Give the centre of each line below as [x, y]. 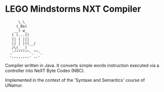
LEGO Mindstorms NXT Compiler [73, 9]
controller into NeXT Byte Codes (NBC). [45, 70]
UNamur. [14, 85]
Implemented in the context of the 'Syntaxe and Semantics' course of [75, 80]
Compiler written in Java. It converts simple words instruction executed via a [82, 65]
